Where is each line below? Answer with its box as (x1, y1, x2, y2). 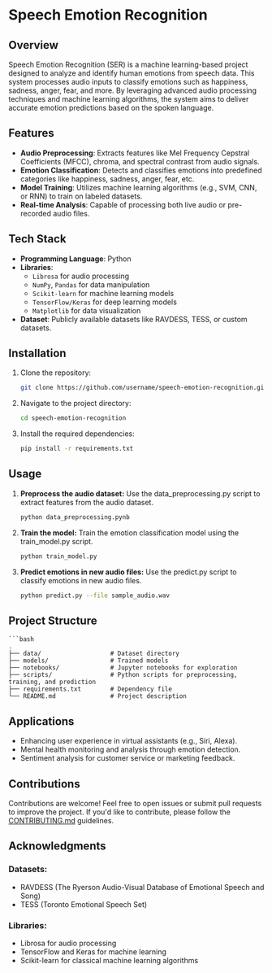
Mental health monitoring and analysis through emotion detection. (19, 744, 241, 754)
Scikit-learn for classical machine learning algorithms (19, 955, 199, 965)
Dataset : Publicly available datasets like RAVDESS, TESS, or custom (19, 314, 248, 324)
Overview (8, 38, 59, 52)
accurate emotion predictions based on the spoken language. (8, 103, 214, 112)
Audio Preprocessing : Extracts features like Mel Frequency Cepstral (19, 148, 250, 158)
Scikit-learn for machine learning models (32, 288, 175, 298)
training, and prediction (8, 678, 96, 687)
